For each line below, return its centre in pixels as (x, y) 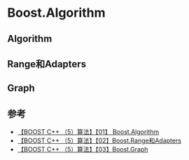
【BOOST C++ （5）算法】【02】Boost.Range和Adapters (99, 140)
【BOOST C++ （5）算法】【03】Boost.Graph (83, 150)
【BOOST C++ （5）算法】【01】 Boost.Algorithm (88, 132)
